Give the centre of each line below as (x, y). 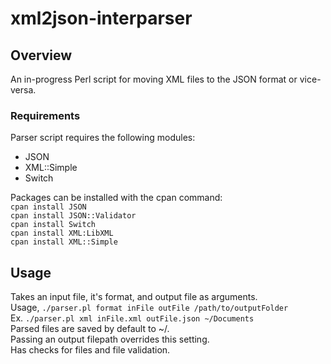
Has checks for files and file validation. (90, 350)
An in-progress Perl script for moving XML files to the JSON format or (154, 79)
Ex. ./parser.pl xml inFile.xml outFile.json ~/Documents (132, 318)
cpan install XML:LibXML (62, 233)
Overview (41, 55)
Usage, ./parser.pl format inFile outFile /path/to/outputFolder (149, 308)
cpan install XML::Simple (64, 242)
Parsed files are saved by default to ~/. (90, 329)
